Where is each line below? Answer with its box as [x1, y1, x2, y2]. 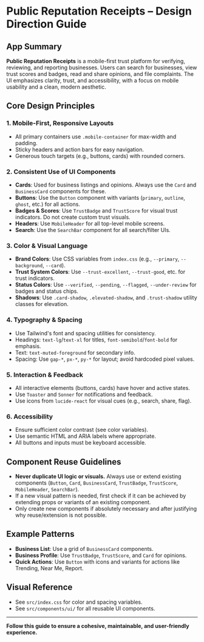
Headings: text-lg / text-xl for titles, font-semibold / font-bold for [15, 336, 178, 343]
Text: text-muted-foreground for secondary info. [15, 349, 135, 356]
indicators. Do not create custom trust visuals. [15, 213, 131, 220]
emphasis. [15, 342, 41, 350]
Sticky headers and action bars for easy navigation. [15, 146, 144, 153]
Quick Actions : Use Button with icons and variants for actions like [15, 558, 180, 565]
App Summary [6, 41, 62, 52]
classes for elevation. [15, 301, 69, 308]
